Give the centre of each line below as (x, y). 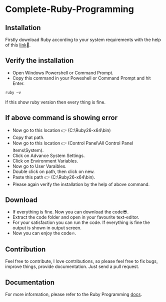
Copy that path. (28, 137)
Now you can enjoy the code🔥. (44, 233)
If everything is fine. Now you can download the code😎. (70, 212)
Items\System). (28, 150)
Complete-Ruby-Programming (69, 9)
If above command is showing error (61, 118)
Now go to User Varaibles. (39, 166)
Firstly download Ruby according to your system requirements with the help (83, 39)
